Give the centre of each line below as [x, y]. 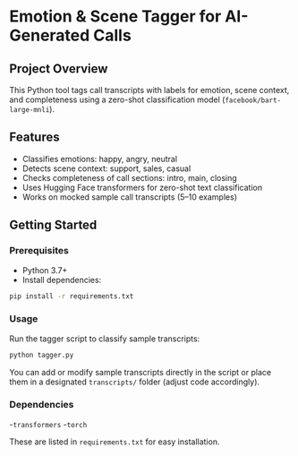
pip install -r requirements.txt [72, 296]
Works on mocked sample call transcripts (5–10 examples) [129, 197]
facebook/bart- [253, 100]
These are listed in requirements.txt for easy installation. [115, 442]
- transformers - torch [48, 424]
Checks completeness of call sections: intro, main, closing [129, 177]
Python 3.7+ [45, 270]
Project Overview [59, 69]
